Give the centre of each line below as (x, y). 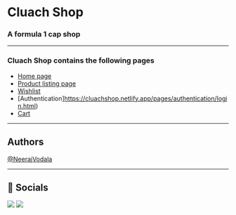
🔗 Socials (28, 187)
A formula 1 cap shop (44, 34)
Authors (26, 142)
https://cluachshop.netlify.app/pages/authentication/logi (146, 98)
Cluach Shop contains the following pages (81, 60)
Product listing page (46, 83)
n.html (27, 105)
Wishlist (29, 91)
